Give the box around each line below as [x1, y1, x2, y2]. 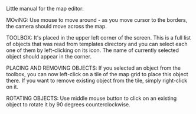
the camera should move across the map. [6, 23, 107, 30]
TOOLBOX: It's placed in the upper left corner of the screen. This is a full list [6, 34, 191, 41]
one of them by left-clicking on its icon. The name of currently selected [6, 47, 179, 54]
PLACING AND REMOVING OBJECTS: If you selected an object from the [6, 64, 181, 71]
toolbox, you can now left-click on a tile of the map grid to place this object [6, 71, 188, 77]
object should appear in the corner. [6, 53, 92, 60]
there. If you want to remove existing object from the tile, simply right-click [6, 77, 188, 84]
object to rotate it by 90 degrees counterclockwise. [6, 101, 131, 108]
